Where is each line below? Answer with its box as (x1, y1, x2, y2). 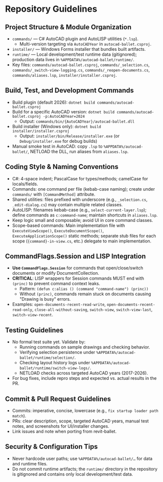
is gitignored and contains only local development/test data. (12, 471, 133, 477)
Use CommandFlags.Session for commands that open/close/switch (12, 265, 143, 271)
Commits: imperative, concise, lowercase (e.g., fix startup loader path (12, 408, 159, 414)
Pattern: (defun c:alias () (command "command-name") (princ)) (19, 286, 149, 292)
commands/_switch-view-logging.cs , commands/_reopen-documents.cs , (12, 67, 150, 73)
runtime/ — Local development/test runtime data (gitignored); (12, 51, 137, 57)
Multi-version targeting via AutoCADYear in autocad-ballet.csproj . (19, 41, 152, 47)
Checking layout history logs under (19, 360, 91, 366)
